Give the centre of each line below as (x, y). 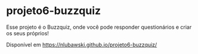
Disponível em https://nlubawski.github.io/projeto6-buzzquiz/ (82, 45)
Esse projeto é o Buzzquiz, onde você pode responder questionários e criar (99, 27)
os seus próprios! (28, 33)
